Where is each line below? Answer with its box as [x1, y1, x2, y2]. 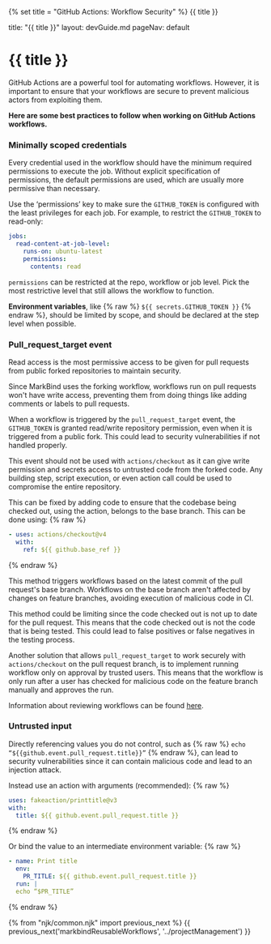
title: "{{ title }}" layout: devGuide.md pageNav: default [8, 23, 190, 32]
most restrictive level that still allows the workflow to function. [8, 285, 214, 295]
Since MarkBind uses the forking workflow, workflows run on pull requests [8, 381, 256, 391]
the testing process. [8, 634, 75, 644]
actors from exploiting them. [8, 95, 103, 105]
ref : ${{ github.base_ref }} [23, 545, 121, 553]
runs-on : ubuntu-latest [23, 247, 104, 255]
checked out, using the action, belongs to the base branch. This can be [8, 506, 246, 515]
